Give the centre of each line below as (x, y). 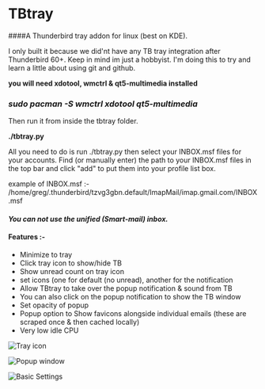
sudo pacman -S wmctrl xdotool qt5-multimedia (103, 104)
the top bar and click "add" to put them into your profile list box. (112, 169)
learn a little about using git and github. (72, 67)
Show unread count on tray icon (72, 272)
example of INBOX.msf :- (49, 184)
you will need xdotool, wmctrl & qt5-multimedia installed (103, 83)
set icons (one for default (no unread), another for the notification (126, 280)
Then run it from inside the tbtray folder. (73, 121)
